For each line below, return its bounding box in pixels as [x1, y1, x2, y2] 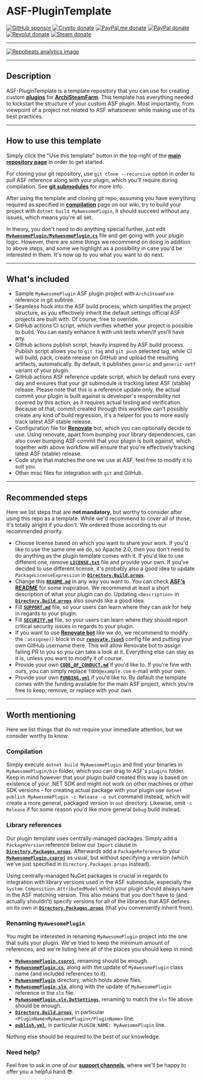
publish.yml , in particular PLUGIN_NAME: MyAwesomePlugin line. [14, 1021, 167, 1029]
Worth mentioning [6, 710, 76, 720]
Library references [6, 821, 62, 830]
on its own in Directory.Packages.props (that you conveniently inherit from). [6, 904, 194, 911]
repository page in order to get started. [6, 158, 104, 165]
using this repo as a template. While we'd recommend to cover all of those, [6, 515, 192, 522]
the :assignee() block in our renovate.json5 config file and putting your [14, 635, 193, 643]
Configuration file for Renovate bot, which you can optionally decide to [14, 424, 191, 432]
